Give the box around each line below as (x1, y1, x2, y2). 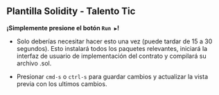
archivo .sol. (16, 59, 52, 67)
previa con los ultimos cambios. (16, 79, 107, 88)
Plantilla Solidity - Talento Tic (6, 6, 136, 17)
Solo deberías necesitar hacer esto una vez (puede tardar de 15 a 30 (16, 37, 213, 45)
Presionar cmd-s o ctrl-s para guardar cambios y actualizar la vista (16, 72, 209, 81)
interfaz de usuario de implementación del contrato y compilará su (16, 52, 207, 60)
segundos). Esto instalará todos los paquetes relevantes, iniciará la (16, 44, 208, 52)
